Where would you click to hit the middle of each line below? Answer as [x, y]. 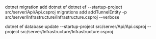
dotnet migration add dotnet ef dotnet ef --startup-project [64, 7]
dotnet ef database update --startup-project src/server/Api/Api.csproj [76, 26]
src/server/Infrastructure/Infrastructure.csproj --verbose [62, 17]
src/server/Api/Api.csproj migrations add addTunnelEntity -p [66, 12]
